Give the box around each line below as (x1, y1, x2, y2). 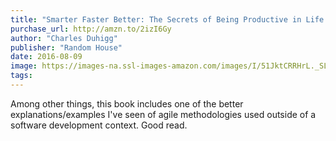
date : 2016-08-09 (10, 52, 83, 62)
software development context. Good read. (10, 119, 188, 131)
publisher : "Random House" (10, 42, 123, 53)
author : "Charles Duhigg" (10, 33, 118, 43)
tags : (10, 71, 33, 81)
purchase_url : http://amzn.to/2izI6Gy (10, 24, 172, 34)
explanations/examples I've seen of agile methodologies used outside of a (10, 108, 317, 120)
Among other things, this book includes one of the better (10, 97, 244, 110)
